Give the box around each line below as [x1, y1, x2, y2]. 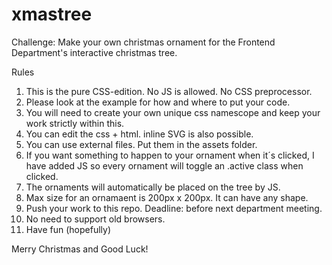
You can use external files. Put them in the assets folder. [25, 138, 258, 150]
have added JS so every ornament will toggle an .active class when [25, 159, 304, 172]
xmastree [11, 3, 93, 26]
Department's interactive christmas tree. [11, 46, 178, 58]
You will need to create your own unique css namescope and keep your [25, 106, 321, 118]
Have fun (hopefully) [25, 223, 112, 235]
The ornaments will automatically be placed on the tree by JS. [25, 181, 281, 193]
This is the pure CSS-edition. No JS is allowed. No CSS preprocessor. [25, 85, 313, 97]
